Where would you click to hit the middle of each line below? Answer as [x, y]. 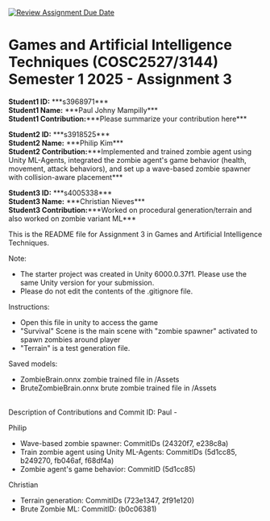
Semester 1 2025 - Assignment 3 [120, 79]
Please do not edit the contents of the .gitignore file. [106, 291]
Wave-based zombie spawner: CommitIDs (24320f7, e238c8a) [124, 443]
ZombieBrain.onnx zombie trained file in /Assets [100, 379]
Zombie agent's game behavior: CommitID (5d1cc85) [108, 469]
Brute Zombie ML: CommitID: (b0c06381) [88, 509]
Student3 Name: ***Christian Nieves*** [77, 201]
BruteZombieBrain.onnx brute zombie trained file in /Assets [118, 388]
